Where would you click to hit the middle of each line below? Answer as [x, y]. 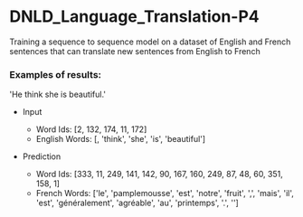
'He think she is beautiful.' [58, 94]
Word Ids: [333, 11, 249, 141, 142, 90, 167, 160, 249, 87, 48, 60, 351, [159, 175]
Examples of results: [56, 74]
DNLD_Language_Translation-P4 [134, 17]
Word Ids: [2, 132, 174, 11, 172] [91, 129]
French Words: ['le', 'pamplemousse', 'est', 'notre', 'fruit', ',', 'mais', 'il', [165, 193]
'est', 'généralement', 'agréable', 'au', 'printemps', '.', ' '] [137, 203]
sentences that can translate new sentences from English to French [135, 51]
